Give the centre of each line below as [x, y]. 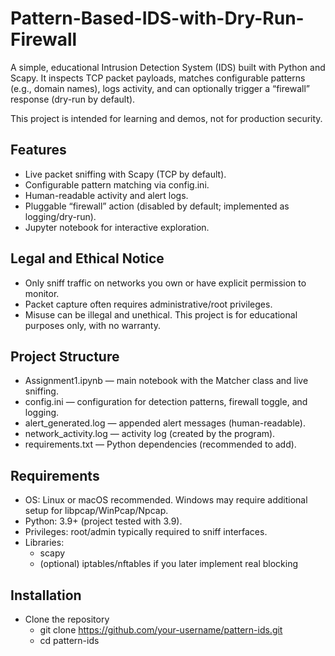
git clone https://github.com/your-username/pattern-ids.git [161, 630]
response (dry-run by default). [73, 99]
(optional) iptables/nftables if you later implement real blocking [168, 564]
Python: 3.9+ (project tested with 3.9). [103, 521]
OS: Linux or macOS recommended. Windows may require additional [166, 500]
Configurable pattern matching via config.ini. [117, 184]
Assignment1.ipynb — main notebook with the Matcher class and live [166, 381]
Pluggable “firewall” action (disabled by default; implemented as [157, 206]
